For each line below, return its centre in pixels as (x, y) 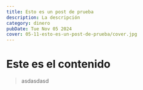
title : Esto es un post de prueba (50, 12)
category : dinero (28, 23)
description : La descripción (43, 18)
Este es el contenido (58, 64)
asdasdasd (35, 81)
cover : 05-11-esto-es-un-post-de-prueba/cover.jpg (72, 34)
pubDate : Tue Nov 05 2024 (39, 29)
